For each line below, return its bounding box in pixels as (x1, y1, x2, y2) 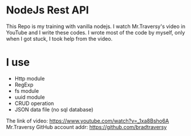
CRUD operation (14, 100, 54, 107)
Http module (14, 75, 45, 82)
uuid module (14, 93, 45, 100)
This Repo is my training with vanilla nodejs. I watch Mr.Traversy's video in (6, 23, 186, 30)
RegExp (14, 81, 33, 88)
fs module (14, 87, 39, 94)
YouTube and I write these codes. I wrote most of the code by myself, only (6, 29, 186, 36)
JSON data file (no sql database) (14, 106, 94, 113)
